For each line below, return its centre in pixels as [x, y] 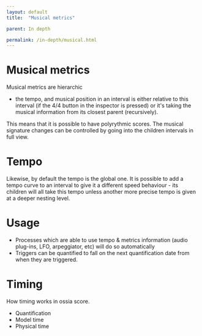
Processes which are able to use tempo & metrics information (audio [101, 240]
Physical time [32, 326]
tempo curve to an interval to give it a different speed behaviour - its [92, 185]
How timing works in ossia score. [48, 301]
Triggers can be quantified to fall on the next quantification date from [102, 253]
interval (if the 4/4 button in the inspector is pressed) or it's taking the [103, 105]
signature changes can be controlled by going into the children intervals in [100, 131]
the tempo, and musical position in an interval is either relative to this [102, 99]
